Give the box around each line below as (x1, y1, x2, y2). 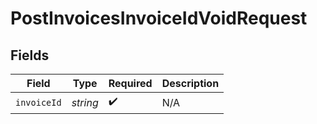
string (71, 95, 99, 109)
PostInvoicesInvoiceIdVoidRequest (10, 7, 308, 30)
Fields (10, 47, 50, 64)
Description (161, 77, 220, 90)
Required (108, 77, 153, 90)
